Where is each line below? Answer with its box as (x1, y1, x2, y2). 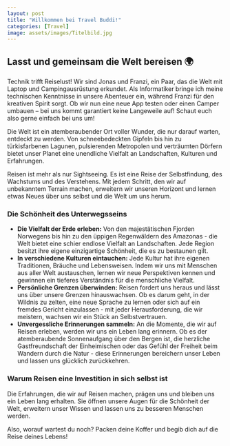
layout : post (7, 10, 45, 17)
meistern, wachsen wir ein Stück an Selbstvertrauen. (17, 313, 167, 321)
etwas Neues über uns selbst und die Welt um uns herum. (7, 192, 171, 201)
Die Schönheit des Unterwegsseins (7, 209, 127, 219)
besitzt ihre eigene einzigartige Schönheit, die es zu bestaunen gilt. (17, 247, 209, 255)
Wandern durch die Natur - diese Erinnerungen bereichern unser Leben (17, 349, 220, 358)
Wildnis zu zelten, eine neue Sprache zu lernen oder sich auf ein (17, 298, 200, 307)
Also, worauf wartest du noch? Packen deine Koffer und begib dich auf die (7, 425, 218, 433)
